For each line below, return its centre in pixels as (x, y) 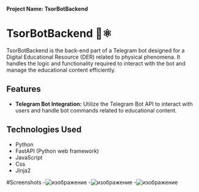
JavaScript (29, 157)
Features (24, 89)
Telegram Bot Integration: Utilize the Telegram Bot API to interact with (104, 104)
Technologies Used (44, 130)
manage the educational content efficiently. (61, 70)
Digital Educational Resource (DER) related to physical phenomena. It (93, 57)
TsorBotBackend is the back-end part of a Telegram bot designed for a (96, 50)
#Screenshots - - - (71, 182)
